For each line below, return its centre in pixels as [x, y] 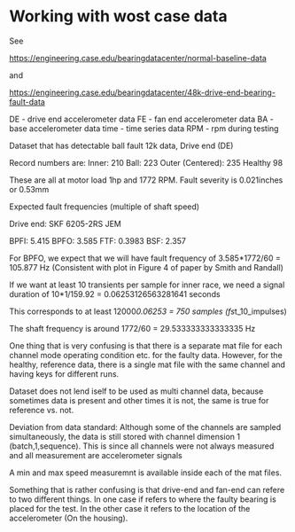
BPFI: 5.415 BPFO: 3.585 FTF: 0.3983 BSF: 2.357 [97, 240]
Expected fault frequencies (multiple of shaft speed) [105, 207]
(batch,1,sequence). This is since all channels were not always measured [142, 446]
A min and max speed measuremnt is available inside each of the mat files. [145, 473]
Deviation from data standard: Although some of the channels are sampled [145, 426]
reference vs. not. [42, 410]
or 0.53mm [29, 189]
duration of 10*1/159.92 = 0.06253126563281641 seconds [115, 293]
